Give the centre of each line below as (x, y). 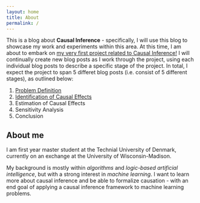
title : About (23, 18)
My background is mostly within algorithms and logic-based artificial (92, 168)
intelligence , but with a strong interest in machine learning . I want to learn (98, 174)
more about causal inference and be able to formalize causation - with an (97, 181)
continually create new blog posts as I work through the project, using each (100, 60)
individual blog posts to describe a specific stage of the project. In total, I (97, 66)
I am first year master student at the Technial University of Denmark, (92, 150)
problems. (19, 193)
